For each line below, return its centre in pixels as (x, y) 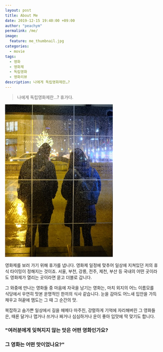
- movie (17, 51)
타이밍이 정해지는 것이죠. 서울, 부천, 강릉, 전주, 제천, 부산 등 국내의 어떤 (77, 271)
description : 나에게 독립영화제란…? (38, 82)
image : (12, 36)
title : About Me (21, 15)
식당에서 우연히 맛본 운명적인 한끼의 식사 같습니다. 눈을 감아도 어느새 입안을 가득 (81, 294)
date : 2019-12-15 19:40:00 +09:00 (40, 20)
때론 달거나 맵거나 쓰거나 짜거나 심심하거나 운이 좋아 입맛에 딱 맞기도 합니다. (83, 316)
